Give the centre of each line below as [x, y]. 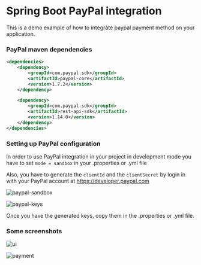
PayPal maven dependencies [49, 49]
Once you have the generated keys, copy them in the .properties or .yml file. [100, 216]
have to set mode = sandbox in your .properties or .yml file [76, 163]
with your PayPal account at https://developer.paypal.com [78, 181]
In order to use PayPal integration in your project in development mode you [99, 157]
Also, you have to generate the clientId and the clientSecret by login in [96, 175]
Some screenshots [34, 231]
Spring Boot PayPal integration [84, 11]
